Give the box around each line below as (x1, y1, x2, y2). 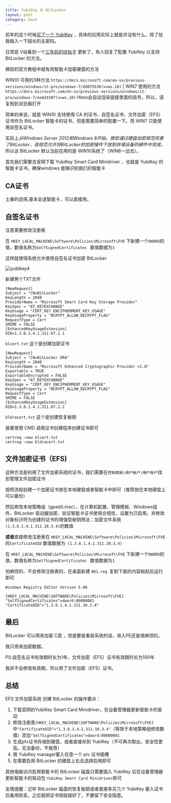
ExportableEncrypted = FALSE (5, 373, 67, 378)
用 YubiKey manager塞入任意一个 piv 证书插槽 (12, 751, 109, 758)
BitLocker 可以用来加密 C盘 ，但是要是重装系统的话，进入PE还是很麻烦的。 (5, 632, 163, 638)
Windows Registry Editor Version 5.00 (5, 585, 88, 590)
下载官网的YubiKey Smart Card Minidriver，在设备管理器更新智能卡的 (12, 706, 158, 713)
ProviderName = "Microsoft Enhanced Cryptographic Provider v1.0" (5, 364, 149, 369)
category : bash (5, 17, 38, 22)
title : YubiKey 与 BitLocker (5, 7, 66, 13)
